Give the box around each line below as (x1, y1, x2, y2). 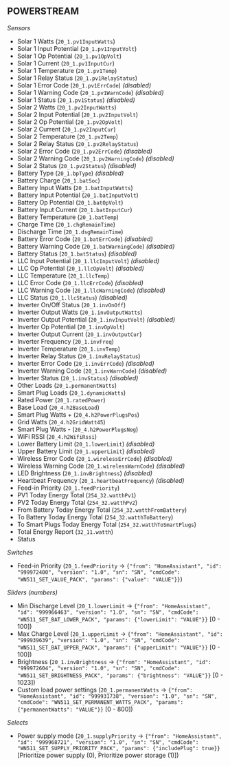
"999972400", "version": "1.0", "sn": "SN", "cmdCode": (16, 568, 181, 576)
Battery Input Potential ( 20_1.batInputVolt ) (16, 191, 139, 199)
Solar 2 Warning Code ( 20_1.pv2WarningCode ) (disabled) (16, 154, 175, 163)
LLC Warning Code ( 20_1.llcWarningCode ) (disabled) (16, 286, 166, 294)
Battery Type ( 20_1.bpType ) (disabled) (16, 169, 124, 177)
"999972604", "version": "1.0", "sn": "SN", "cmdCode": (16, 665, 181, 672)
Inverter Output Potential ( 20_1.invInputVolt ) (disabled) (16, 315, 176, 323)
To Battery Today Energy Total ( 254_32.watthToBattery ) (16, 513, 174, 521)
